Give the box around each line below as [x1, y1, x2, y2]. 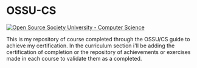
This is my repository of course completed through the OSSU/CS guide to [6, 35, 190, 42]
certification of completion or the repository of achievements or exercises [6, 48, 191, 55]
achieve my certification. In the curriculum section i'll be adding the [6, 42, 175, 49]
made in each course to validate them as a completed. [6, 55, 142, 62]
